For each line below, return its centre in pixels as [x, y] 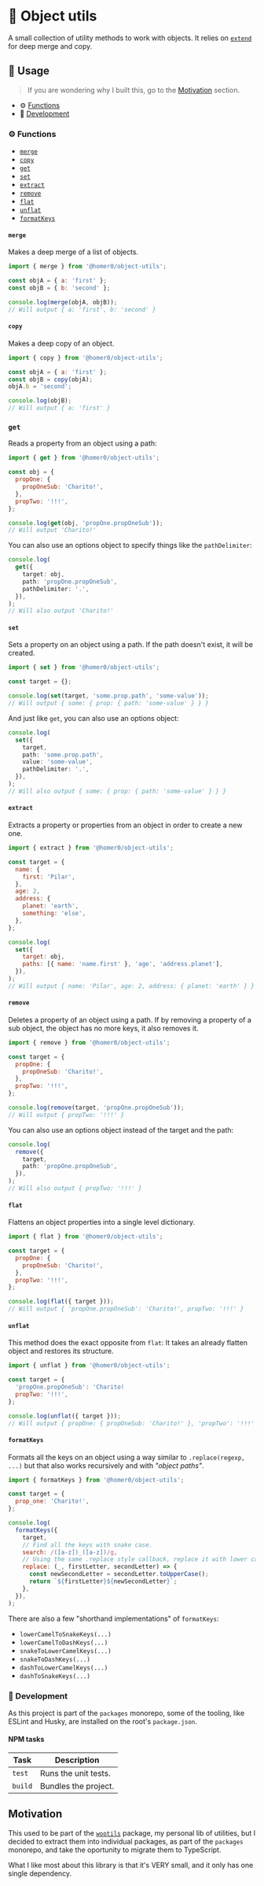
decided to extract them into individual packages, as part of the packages [126, 1841]
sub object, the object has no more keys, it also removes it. [103, 1028]
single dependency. [40, 1873]
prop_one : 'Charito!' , [52, 1501]
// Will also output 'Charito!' [61, 611]
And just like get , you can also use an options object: [93, 718]
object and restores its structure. [61, 1351]
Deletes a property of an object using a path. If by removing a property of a [130, 1019]
